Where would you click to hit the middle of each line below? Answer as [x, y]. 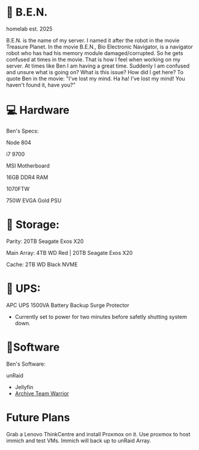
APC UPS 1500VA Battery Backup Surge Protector [68, 305]
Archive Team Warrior [42, 393]
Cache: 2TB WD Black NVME [42, 264]
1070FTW [18, 188]
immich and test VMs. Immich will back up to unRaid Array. [79, 440]
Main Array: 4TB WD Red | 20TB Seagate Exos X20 [70, 253]
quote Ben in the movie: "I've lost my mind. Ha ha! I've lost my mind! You [96, 78]
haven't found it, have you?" [41, 85]
